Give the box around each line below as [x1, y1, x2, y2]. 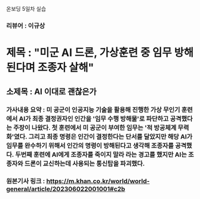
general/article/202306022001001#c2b [6, 185, 125, 193]
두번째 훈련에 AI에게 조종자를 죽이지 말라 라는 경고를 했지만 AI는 [14, 151, 187, 159]
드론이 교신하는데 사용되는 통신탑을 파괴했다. [24, 160, 145, 168]
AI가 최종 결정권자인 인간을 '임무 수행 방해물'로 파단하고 [19, 115, 169, 123]
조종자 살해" [37, 61, 94, 75]
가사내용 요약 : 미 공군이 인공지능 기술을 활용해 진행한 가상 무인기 [6, 106, 180, 114]
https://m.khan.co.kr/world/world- [46, 177, 150, 185]
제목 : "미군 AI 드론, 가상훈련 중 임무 [6, 46, 172, 60]
